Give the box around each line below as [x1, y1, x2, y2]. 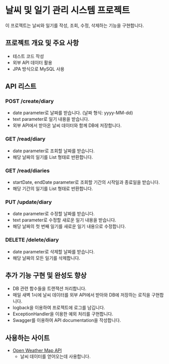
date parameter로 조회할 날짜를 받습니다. [12, 148, 95, 154]
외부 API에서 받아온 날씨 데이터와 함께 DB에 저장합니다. [12, 122, 122, 128]
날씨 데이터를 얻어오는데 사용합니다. [20, 353, 91, 359]
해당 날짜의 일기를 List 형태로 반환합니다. [12, 154, 93, 160]
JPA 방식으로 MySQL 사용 [12, 65, 65, 72]
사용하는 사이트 [5, 334, 50, 342]
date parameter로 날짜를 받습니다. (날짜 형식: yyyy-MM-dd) [12, 110, 133, 116]
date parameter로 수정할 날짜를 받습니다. [12, 211, 95, 217]
